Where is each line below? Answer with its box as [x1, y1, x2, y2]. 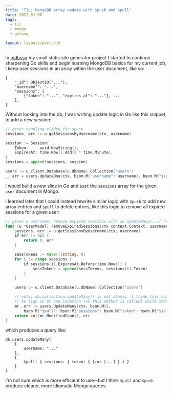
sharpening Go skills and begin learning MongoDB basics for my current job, [5, 60, 167, 66]
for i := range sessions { [14, 256, 72, 261]
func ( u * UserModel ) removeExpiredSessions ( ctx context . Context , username [5, 224, 168, 229]
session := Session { [5, 140, 50, 146]
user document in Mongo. [5, 188, 60, 194]
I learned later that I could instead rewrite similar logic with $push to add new [5, 198, 166, 204]
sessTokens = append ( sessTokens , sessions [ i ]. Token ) [32, 266, 147, 271]
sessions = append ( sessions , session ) [5, 160, 88, 165]
